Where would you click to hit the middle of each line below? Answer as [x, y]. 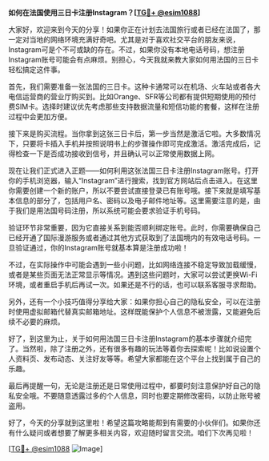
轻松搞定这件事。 [36, 70]
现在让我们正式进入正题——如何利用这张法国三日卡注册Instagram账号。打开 [133, 170]
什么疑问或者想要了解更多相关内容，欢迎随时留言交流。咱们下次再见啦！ [134, 433]
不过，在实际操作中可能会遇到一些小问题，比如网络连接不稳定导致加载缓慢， [134, 265]
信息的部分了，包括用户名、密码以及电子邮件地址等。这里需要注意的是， [134, 200]
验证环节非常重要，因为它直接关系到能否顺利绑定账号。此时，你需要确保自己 [134, 228]
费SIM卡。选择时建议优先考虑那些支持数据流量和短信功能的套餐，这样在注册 [134, 106]
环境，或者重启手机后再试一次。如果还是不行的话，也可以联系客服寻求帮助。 [134, 285]
